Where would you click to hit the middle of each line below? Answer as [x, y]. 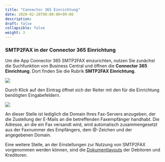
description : [18, 19]
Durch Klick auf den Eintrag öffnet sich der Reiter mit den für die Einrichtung [82, 90]
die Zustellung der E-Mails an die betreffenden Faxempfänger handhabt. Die [82, 120]
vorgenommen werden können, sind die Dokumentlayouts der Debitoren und [83, 150]
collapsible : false [25, 28]
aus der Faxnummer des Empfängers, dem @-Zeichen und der [69, 130]
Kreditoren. [16, 155]
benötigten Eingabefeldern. [33, 95]
